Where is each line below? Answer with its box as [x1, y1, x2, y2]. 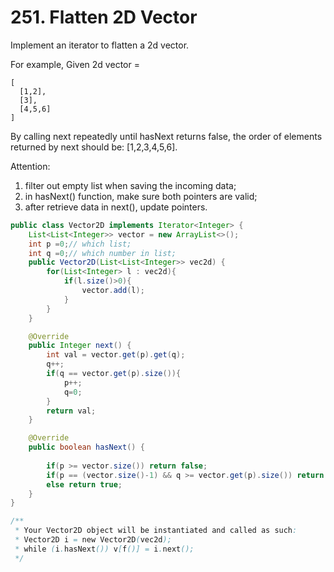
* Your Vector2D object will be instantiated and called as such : [14, 526, 298, 536]
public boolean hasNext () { [28, 442, 145, 453]
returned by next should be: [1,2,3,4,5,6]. [10, 141, 178, 153]
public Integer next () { [28, 341, 132, 351]
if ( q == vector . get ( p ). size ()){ [46, 369, 182, 379]
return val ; [46, 406, 97, 416]
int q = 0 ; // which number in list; [28, 248, 177, 258]
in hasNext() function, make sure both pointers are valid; [24, 190, 258, 202]
